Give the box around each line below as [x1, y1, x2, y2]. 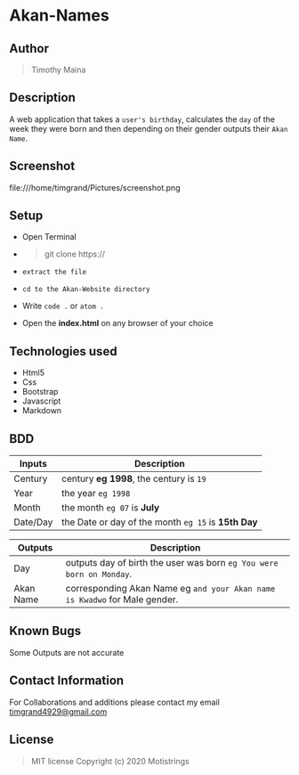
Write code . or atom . [21, 300, 104, 312]
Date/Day [13, 516, 53, 528]
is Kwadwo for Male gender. [65, 593, 179, 606]
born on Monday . [65, 567, 133, 580]
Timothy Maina [30, 64, 86, 75]
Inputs [19, 458, 47, 470]
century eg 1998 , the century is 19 [61, 473, 206, 485]
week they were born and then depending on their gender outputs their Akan [9, 123, 288, 134]
